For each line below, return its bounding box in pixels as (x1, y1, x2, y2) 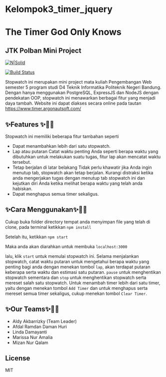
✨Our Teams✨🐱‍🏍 (5, 305, 60, 313)
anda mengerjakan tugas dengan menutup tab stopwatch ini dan (12, 175, 146, 181)
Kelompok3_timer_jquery (5, 4, 113, 15)
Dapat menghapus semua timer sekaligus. (12, 191, 99, 197)
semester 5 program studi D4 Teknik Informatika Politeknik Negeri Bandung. (5, 84, 162, 91)
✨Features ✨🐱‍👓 (5, 120, 54, 129)
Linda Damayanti (12, 329, 47, 335)
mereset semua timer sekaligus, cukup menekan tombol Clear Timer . (5, 290, 147, 296)
